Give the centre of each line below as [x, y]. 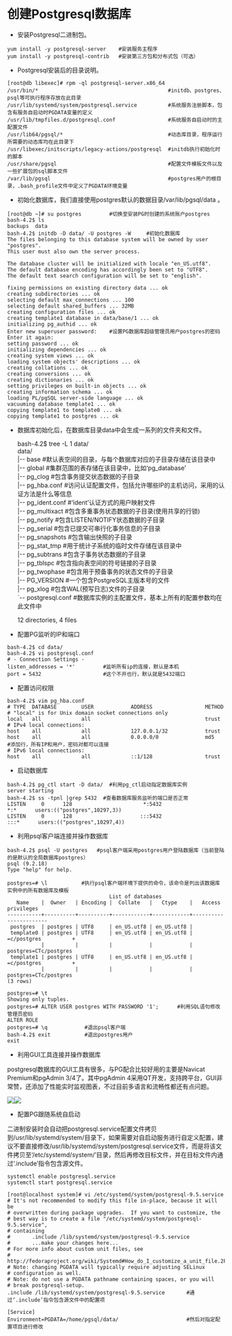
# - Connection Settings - [46, 659]
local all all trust [114, 719]
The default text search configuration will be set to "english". [105, 276]
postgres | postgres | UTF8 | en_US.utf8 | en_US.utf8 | [101, 927]
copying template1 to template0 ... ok [65, 410]
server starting [30, 791]
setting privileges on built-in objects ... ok [77, 386]
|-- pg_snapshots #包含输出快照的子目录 [75, 537]
